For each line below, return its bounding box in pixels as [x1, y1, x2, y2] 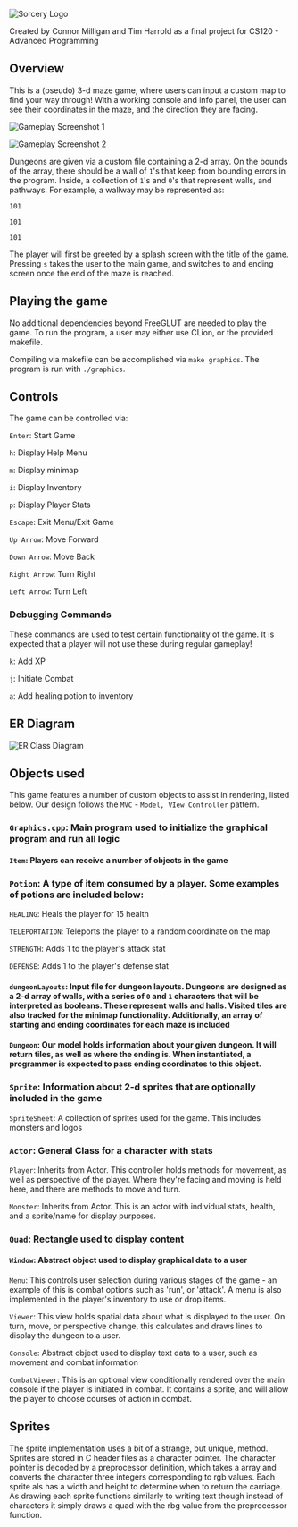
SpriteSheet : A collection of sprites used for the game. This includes [9, 1112, 261, 1123]
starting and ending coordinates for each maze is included [9, 1019, 230, 1030]
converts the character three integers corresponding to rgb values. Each [9, 1472, 276, 1482]
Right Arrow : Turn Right [9, 569, 96, 580]
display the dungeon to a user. [9, 1330, 121, 1341]
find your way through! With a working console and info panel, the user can [9, 94, 286, 105]
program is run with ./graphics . [9, 363, 126, 374]
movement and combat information [9, 1357, 138, 1368]
